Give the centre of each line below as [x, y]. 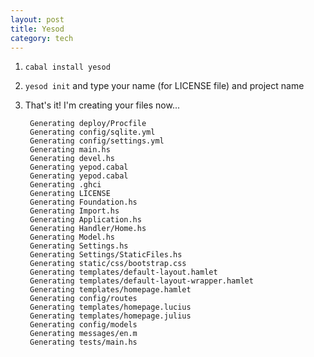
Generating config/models [83, 325]
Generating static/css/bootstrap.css [108, 264]
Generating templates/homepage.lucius [110, 307]
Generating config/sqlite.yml [92, 132]
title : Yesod [37, 29]
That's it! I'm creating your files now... [102, 105]
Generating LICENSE [70, 194]
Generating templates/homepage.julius [110, 316]
